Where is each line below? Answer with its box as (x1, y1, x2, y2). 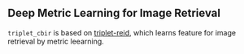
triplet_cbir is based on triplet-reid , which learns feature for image (7, 27, 237, 37)
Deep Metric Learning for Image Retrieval (7, 6, 221, 20)
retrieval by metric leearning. (7, 36, 105, 46)
